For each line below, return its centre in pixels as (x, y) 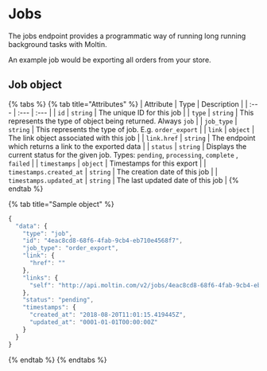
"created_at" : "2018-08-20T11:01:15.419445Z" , (108, 315)
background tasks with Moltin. (58, 44)
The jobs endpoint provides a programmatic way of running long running (127, 36)
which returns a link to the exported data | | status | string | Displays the (128, 146)
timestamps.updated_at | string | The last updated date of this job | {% (124, 180)
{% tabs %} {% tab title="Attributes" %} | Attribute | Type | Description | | (128, 103)
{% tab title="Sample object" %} (62, 204)
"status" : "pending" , (58, 300)
